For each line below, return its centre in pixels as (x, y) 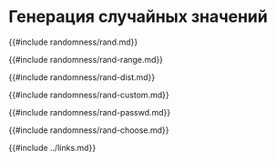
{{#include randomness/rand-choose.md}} (89, 130)
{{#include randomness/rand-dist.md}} (82, 77)
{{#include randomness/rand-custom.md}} (89, 95)
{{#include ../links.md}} (52, 147)
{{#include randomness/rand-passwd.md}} (90, 112)
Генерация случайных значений (138, 17)
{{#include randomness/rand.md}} (73, 42)
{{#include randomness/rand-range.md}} (86, 59)
